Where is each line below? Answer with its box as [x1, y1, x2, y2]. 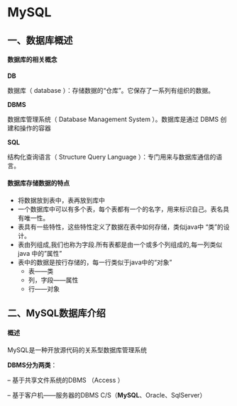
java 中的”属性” [17, 249, 62, 257]
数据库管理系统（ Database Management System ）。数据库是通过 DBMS [7, 115, 219, 123]
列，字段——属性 [28, 276, 79, 284]
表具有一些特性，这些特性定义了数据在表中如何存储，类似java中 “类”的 [17, 222, 224, 231]
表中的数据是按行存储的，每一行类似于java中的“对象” [17, 258, 172, 266]
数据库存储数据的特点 [7, 179, 70, 188]
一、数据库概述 [7, 34, 73, 46]
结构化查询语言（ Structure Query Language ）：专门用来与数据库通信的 [7, 152, 216, 161]
